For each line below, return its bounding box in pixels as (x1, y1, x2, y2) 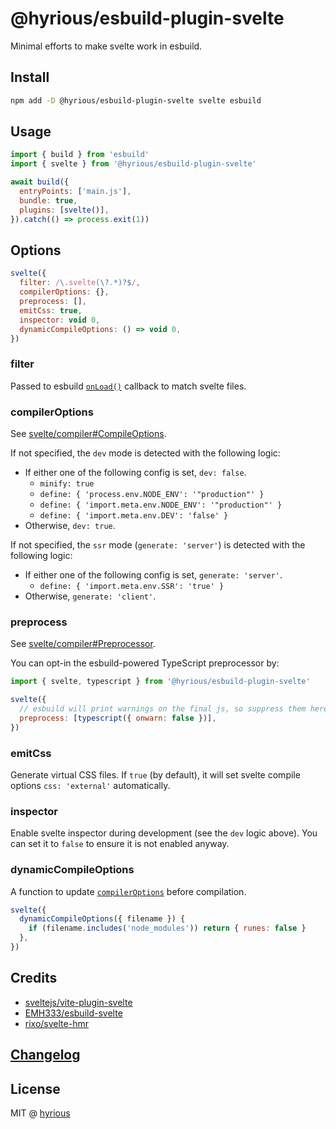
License (10, 1080, 61, 1097)
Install (10, 69, 50, 86)
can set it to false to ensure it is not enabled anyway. (10, 838, 230, 850)
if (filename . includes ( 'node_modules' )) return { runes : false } (28, 923, 307, 934)
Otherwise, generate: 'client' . (24, 590, 157, 602)
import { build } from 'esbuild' (10, 150, 150, 160)
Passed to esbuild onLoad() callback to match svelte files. (10, 380, 247, 392)
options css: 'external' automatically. (10, 779, 171, 791)
